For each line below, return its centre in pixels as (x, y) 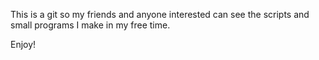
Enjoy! (23, 44)
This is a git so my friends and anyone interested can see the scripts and (160, 14)
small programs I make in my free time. (90, 25)
